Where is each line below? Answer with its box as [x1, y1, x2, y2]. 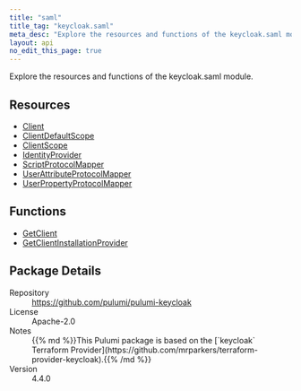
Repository [9, 287, 49, 298]
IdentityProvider [21, 149, 82, 160]
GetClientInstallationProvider [21, 237, 128, 248]
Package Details [9, 264, 101, 279]
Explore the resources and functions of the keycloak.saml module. [9, 71, 254, 82]
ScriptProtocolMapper [21, 159, 105, 169]
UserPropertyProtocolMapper [21, 178, 133, 188]
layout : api [9, 38, 54, 48]
